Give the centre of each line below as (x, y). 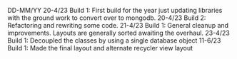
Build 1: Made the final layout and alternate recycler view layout (100, 48)
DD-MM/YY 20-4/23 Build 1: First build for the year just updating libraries (115, 10)
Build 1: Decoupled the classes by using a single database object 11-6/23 (114, 41)
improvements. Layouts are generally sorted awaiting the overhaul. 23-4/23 (118, 33)
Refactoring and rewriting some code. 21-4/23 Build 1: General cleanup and (118, 25)
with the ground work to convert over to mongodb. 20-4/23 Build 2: (107, 18)
